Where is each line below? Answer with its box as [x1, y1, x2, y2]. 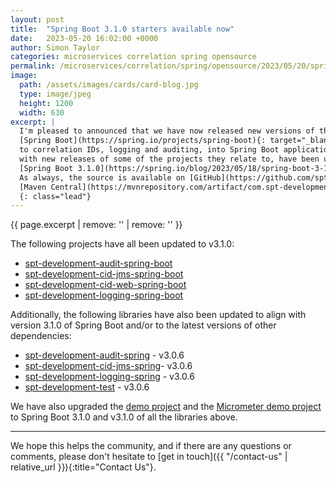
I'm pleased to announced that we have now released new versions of [19, 126, 315, 136]
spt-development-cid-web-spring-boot [24, 279, 187, 291]
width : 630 [19, 107, 65, 118]
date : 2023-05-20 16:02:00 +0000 [10, 33, 159, 43]
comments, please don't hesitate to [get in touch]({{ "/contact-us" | [10, 451, 288, 463]
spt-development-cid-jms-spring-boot [24, 268, 184, 280]
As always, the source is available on [19, 172, 186, 183]
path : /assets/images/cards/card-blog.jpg [19, 80, 199, 90]
